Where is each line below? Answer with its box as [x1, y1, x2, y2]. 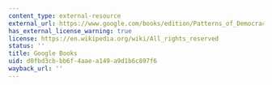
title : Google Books [8, 49, 79, 57]
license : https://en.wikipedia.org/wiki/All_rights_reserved [8, 34, 219, 43]
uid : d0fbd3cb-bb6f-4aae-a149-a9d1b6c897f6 [8, 57, 158, 66]
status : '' [8, 42, 45, 50]
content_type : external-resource [8, 11, 121, 20]
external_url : [8, 19, 57, 28]
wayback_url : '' [8, 65, 63, 73]
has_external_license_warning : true [8, 27, 132, 35]
